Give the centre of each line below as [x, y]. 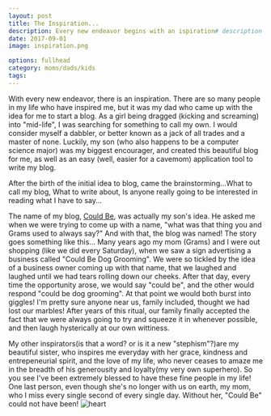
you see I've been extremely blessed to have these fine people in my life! [130, 378]
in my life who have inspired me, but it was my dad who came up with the [131, 107]
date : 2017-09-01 [38, 38]
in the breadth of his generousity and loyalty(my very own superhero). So [131, 369]
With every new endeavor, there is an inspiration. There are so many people [135, 99]
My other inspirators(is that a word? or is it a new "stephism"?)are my [124, 343]
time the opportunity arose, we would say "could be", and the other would [131, 285]
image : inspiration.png [49, 46]
